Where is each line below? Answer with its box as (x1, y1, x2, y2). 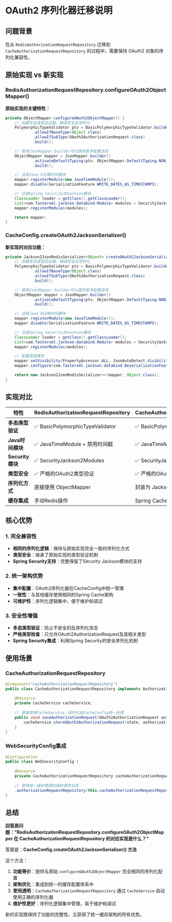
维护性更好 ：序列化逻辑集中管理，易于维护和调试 (12, 900, 116, 907)
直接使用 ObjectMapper (34, 483, 91, 491)
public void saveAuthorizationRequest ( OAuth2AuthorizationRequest (14, 715, 159, 720)
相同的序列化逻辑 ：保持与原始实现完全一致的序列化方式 (12, 546, 130, 552)
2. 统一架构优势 (5, 572, 44, 580)
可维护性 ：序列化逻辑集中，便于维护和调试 (12, 598, 103, 604)
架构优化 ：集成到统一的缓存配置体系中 (12, 881, 94, 888)
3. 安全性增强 (5, 612, 38, 619)
